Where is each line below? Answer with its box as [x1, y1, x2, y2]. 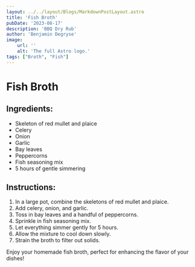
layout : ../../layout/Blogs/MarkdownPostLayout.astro [6, 8, 145, 15]
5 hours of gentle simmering [14, 164, 86, 172]
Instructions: [6, 182, 56, 193]
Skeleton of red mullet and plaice [14, 120, 98, 127]
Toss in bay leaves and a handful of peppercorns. [14, 211, 139, 218]
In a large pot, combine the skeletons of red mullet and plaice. [14, 198, 169, 205]
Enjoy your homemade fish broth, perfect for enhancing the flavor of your [6, 248, 189, 256]
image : [6, 37, 23, 43]
